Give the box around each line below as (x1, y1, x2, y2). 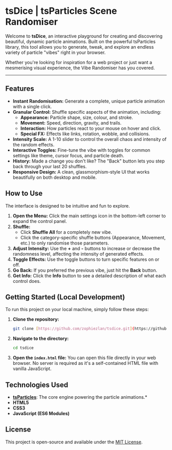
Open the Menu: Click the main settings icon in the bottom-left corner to (12, 213, 166, 219)
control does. (12, 278, 41, 284)
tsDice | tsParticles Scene (5, 5, 117, 17)
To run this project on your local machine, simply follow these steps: (5, 306, 149, 313)
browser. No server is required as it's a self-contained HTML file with (12, 360, 159, 366)
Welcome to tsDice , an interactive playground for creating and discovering (5, 33, 163, 39)
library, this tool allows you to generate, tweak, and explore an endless (5, 44, 154, 50)
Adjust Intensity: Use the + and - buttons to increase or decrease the (12, 245, 160, 251)
